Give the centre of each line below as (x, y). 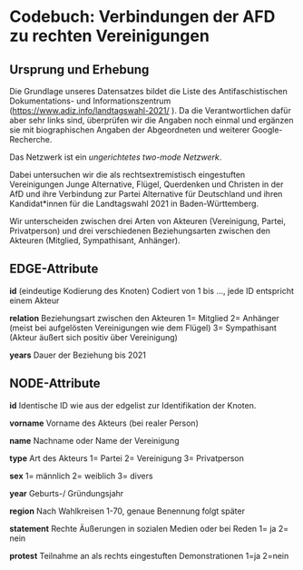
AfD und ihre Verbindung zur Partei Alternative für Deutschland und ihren (146, 194)
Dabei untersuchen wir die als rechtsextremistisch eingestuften (127, 175)
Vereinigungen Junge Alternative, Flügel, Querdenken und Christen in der (147, 184)
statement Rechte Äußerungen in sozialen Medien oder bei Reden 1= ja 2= (149, 528)
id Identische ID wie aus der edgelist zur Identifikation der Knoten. (133, 405)
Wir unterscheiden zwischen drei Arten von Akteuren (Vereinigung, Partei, (147, 221)
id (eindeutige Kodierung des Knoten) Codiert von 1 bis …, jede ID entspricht (152, 290)
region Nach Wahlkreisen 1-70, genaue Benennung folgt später (127, 511)
